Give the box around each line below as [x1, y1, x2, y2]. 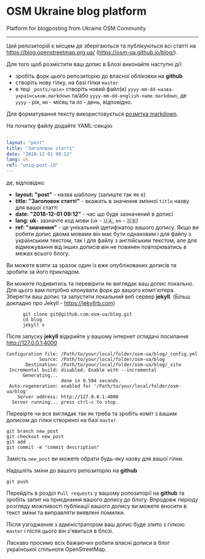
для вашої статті [15, 204, 58, 212]
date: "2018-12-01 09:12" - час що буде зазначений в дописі [15, 210, 174, 218]
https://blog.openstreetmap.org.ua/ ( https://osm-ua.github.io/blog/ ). [6, 48, 178, 56]
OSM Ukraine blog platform [6, 4, 147, 18]
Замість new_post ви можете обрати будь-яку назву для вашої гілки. [6, 455, 184, 462]
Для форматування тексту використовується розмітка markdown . [6, 110, 179, 117]
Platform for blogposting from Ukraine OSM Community [6, 24, 146, 32]
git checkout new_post [6, 434, 64, 440]
